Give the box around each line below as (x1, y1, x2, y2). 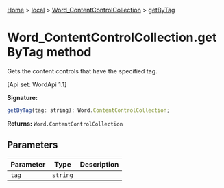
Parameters (7, 139, 58, 151)
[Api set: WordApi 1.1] (7, 80, 67, 89)
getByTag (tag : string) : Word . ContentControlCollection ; (7, 106, 170, 114)
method (46, 45, 92, 60)
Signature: (7, 93, 38, 102)
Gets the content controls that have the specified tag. (7, 67, 158, 75)
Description (79, 159, 119, 169)
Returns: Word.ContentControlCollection (7, 119, 123, 128)
